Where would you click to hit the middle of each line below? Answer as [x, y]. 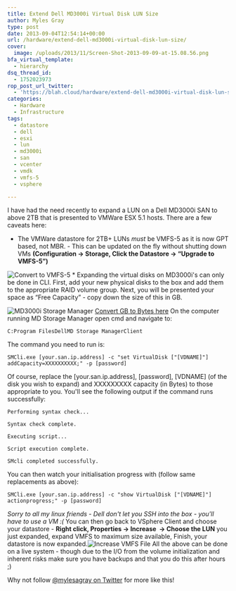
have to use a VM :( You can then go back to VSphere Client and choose [112, 521]
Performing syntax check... [48, 412]
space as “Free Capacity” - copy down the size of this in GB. [95, 297]
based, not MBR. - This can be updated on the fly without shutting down [122, 247]
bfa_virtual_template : [40, 60]
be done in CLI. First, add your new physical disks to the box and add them [116, 282]
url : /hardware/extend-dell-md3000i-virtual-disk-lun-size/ [97, 40]
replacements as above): [43, 482]
